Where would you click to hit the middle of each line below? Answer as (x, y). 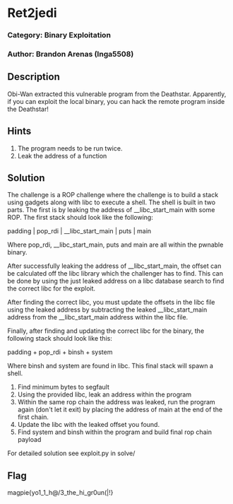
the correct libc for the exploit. (52, 288)
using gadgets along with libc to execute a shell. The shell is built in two (112, 202)
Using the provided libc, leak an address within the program (104, 394)
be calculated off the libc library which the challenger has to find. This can (115, 274)
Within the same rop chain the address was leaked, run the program (116, 402)
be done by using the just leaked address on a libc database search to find (116, 281)
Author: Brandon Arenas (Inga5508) (71, 54)
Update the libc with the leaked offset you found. (89, 425)
